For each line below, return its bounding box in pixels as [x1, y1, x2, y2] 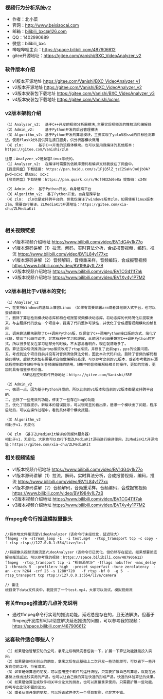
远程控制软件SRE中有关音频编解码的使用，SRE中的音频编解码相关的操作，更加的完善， [5, 362, 152, 367]
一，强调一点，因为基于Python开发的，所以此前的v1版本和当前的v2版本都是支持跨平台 [5, 387, 154, 392]
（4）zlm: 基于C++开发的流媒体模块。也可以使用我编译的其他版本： [5, 143, 136, 147]
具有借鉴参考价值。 [12, 368, 45, 372]
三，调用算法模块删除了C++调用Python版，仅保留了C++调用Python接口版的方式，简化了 [5, 331, 157, 336]
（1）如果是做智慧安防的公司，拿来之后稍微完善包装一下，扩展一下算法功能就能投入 [5, 648, 148, 653]
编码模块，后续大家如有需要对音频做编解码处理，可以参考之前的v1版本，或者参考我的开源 [5, 357, 158, 362]
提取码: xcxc [24, 172, 49, 177]
